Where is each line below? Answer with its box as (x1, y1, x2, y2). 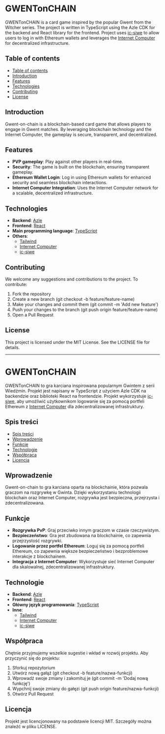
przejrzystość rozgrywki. (12, 538, 63, 544)
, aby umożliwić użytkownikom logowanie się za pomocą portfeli (14, 398, 145, 404)
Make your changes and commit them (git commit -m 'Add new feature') (12, 301, 159, 307)
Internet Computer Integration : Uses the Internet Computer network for (12, 185, 159, 191)
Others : (12, 233, 28, 239)
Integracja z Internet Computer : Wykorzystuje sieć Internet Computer (12, 559, 155, 565)
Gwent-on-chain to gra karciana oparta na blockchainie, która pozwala (5, 484, 148, 490)
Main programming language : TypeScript (12, 228, 97, 234)
